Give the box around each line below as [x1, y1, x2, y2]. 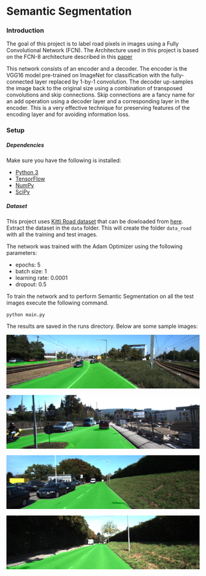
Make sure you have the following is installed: [6, 157, 121, 164]
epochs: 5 [15, 261, 41, 268]
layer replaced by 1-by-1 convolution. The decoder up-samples [34, 78, 194, 85]
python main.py [6, 312, 45, 318]
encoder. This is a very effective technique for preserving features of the [6, 104, 190, 112]
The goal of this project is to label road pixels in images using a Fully [6, 40, 179, 47]
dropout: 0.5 [15, 281, 47, 288]
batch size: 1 [15, 268, 47, 275]
